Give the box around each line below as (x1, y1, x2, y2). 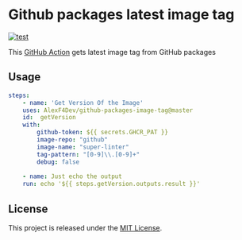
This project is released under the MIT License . (8, 223, 163, 232)
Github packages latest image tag (8, 6, 235, 24)
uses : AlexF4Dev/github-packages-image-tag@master (22, 106, 194, 114)
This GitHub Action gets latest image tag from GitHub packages (8, 47, 217, 56)
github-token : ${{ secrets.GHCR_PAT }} (36, 129, 169, 137)
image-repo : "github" (36, 136, 109, 144)
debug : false (36, 157, 80, 166)
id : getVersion (22, 114, 77, 122)
